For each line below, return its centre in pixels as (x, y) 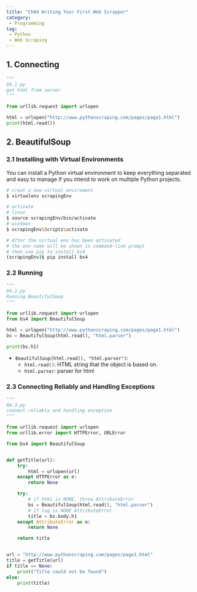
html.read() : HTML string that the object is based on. (91, 364)
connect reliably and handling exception (59, 410)
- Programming (27, 23)
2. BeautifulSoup (38, 142)
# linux (16, 213)
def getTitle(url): (31, 460)
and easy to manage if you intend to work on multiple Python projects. (94, 179)
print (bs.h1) (23, 347)
